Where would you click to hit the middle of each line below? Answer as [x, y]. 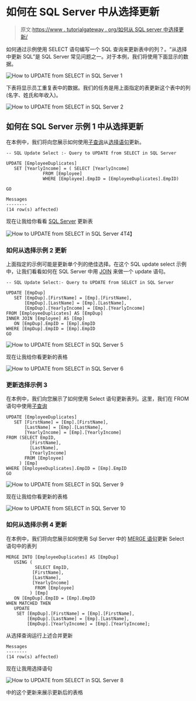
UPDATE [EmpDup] [26, 293]
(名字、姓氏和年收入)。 [34, 95]
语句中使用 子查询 [27, 406]
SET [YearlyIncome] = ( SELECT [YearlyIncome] [72, 168]
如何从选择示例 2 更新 [37, 250]
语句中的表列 [21, 546]
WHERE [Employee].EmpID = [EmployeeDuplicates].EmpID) [111, 179]
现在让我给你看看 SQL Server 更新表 [50, 221]
